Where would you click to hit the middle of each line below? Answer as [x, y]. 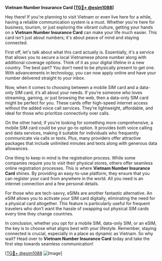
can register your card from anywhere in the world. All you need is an [74, 178]
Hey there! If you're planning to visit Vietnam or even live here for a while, [78, 17]
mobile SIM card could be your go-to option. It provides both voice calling [79, 128]
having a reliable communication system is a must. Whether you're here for [80, 22]
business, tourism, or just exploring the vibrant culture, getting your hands [79, 27]
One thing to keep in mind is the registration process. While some [70, 158]
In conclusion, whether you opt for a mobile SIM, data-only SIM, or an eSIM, [81, 223]
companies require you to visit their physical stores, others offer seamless [79, 163]
